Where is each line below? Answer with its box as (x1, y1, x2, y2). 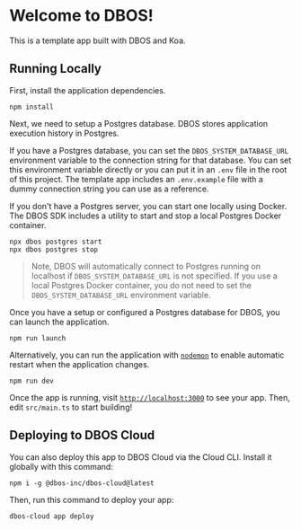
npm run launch (9, 333, 66, 342)
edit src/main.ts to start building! (9, 402, 133, 412)
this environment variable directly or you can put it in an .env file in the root (9, 163, 288, 175)
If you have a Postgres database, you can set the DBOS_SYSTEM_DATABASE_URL (9, 145, 289, 155)
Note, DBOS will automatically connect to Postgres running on (31, 261, 261, 271)
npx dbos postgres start (9, 237, 102, 246)
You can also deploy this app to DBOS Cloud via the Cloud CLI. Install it (9, 451, 272, 463)
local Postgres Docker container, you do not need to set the (31, 279, 252, 290)
